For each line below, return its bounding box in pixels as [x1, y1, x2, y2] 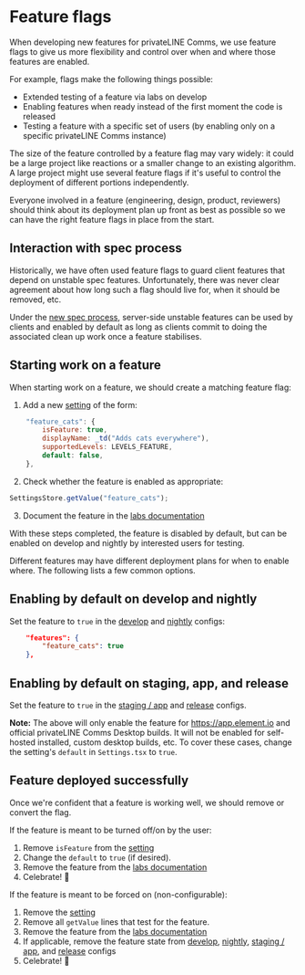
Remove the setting [22, 907, 96, 917]
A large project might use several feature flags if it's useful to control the [9, 167, 281, 178]
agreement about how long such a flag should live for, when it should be [9, 284, 280, 295]
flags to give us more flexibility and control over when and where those [9, 46, 276, 57]
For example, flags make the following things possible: [9, 73, 214, 84]
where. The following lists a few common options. [9, 564, 196, 576]
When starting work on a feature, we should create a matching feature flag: [9, 382, 291, 393]
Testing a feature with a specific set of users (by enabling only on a [22, 121, 276, 131]
